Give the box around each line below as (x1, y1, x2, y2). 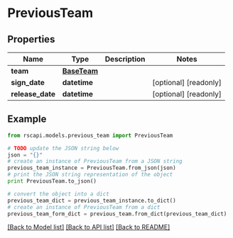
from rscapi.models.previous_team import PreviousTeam (7, 132, 173, 139)
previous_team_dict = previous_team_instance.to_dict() (7, 197, 176, 204)
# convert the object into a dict (7, 190, 110, 198)
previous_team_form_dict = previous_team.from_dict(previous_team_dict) (7, 210, 227, 217)
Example (7, 113, 47, 125)
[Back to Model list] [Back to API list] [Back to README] (7, 223, 170, 232)
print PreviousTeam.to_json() (7, 178, 97, 185)
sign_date (11, 78, 45, 87)
